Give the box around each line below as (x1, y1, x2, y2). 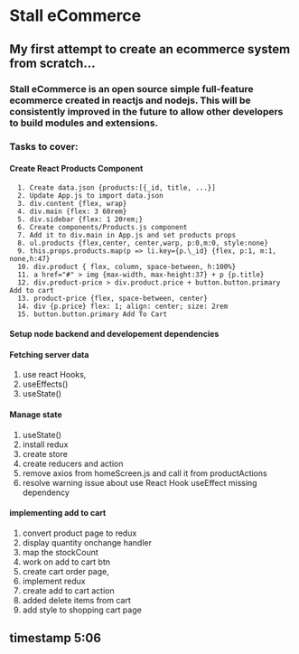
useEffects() (22, 378, 69, 389)
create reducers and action (22, 458, 124, 469)
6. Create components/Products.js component (17, 222, 188, 231)
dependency (22, 487, 70, 498)
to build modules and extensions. (9, 117, 159, 129)
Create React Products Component (9, 163, 144, 174)
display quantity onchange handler (22, 537, 152, 547)
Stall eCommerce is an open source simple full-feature (9, 82, 254, 95)
